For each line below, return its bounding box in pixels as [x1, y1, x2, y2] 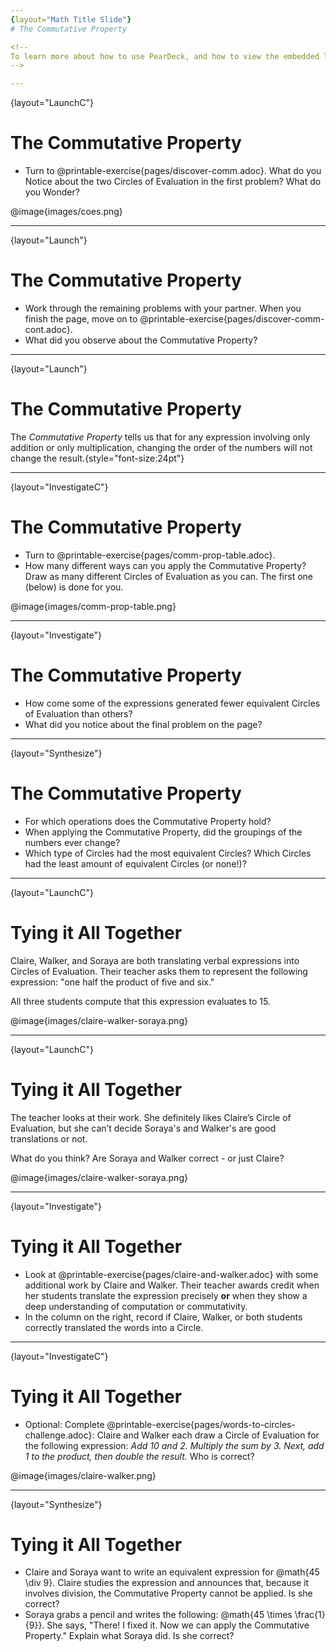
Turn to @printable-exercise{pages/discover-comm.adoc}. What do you [24, 165, 322, 177]
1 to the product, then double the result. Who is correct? [24, 1450, 255, 1462]
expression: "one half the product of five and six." [10, 976, 215, 988]
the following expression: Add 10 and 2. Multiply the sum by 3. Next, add [24, 1439, 325, 1451]
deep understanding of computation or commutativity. [24, 1300, 248, 1312]
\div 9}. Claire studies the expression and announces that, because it [24, 1577, 310, 1589]
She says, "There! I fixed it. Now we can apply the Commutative [46, 1619, 310, 1631]
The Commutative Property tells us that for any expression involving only [10, 431, 311, 443]
